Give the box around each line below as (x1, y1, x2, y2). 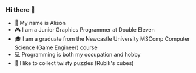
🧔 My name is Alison (14, 19, 66, 27)
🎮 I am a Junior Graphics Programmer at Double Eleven (14, 26, 155, 33)
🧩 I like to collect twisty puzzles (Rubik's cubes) (14, 60, 134, 67)
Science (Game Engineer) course (14, 44, 98, 51)
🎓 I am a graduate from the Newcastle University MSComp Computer (14, 35, 191, 43)
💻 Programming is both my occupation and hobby (14, 51, 141, 58)
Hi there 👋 (5, 5, 36, 14)
